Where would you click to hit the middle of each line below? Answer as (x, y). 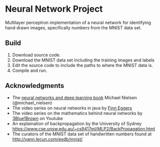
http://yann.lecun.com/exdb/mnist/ (47, 139)
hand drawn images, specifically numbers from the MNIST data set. (73, 27)
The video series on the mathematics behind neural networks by (77, 113)
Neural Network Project (54, 9)
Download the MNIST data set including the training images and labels (83, 60)
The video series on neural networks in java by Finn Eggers (72, 108)
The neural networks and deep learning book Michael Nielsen (75, 97)
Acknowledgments (35, 86)
